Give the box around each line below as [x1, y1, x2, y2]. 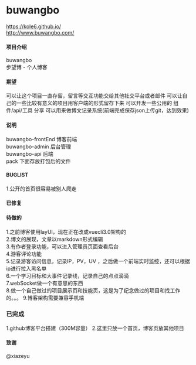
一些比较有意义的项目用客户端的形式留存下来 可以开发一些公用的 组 [16, 100, 179, 107]
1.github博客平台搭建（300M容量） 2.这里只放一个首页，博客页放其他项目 [6, 325, 184, 332]
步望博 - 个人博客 [6, 64, 48, 71]
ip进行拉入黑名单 [6, 265, 47, 272]
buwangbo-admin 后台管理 [6, 143, 72, 150]
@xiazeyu [6, 353, 30, 360]
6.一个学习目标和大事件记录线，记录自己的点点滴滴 [6, 272, 129, 279]
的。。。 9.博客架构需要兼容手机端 [6, 294, 85, 301]
